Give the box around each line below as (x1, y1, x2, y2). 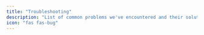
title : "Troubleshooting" (6, 8, 72, 15)
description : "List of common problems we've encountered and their (6, 14, 183, 20)
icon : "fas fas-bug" (6, 20, 59, 26)
